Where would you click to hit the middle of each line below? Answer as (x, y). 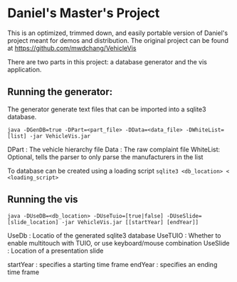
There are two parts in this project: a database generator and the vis (107, 61)
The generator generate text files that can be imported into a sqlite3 (107, 109)
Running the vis (43, 200)
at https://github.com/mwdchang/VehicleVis (72, 48)
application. (25, 69)
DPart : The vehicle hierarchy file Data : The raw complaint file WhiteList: (114, 149)
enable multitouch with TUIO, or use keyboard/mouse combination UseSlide (118, 243)
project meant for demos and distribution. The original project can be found (118, 40)
